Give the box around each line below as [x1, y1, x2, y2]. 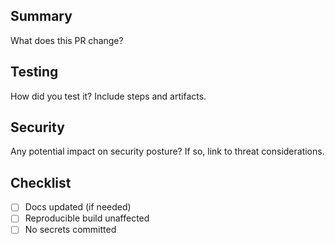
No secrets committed [24, 224, 117, 236]
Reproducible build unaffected [24, 212, 150, 224]
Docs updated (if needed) [24, 201, 132, 213]
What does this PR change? [10, 34, 124, 46]
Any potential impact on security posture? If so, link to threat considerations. [10, 145, 325, 158]
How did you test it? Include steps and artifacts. [10, 90, 207, 102]
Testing [10, 64, 59, 81]
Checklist [10, 174, 72, 191]
